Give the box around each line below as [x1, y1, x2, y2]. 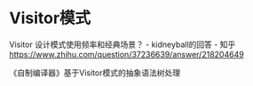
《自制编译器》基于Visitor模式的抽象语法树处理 [9, 67, 180, 78]
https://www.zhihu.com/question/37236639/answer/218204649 [9, 49, 244, 59]
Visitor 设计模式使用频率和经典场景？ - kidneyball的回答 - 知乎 [9, 39, 236, 50]
